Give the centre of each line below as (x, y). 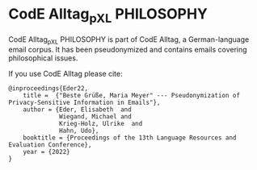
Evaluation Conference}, (50, 145)
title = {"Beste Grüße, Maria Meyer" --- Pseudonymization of (132, 96)
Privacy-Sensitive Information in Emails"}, (84, 103)
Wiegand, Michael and (95, 117)
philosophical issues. (43, 58)
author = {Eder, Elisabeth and (77, 110)
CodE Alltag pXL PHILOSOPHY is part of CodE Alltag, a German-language (129, 40)
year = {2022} (46, 152)
